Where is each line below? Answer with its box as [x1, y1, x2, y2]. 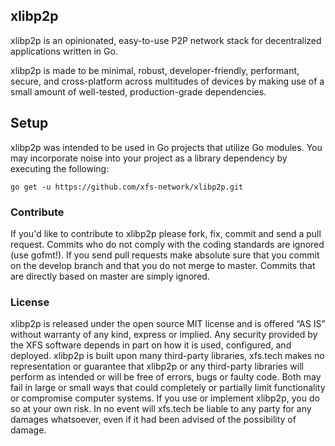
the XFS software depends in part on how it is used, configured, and [10, 339, 292, 351]
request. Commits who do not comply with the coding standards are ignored [10, 238, 325, 250]
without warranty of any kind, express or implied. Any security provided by [10, 329, 318, 341]
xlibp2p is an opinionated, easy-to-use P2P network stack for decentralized [10, 34, 322, 46]
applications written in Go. [10, 45, 118, 57]
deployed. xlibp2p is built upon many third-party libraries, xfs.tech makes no [10, 350, 325, 362]
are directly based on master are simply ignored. [10, 270, 210, 282]
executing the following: [10, 162, 110, 174]
